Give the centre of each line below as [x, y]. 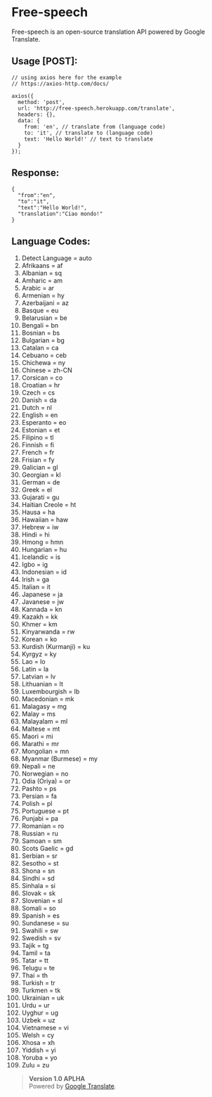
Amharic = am [42, 281]
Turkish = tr [38, 983]
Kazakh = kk [40, 617]
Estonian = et [41, 430]
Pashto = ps [39, 789]
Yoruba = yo [39, 1058]
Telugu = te [38, 968]
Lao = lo [33, 662]
